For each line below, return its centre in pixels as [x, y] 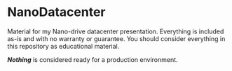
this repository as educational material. [63, 46]
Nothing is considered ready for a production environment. [93, 59]
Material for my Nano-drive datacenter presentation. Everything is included [116, 31]
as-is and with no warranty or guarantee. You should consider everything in [116, 38]
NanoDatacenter [56, 12]
